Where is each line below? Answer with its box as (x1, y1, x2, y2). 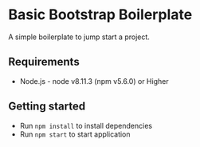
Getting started (8, 100, 86, 113)
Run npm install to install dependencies (19, 121, 153, 130)
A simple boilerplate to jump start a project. (8, 32, 150, 42)
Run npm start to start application (19, 129, 131, 139)
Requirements (8, 55, 80, 69)
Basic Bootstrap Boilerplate (8, 6, 193, 24)
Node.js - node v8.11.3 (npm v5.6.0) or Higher (19, 76, 169, 85)
